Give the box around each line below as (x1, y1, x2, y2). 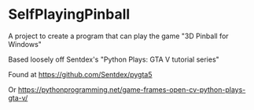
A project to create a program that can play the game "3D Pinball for (8, 31, 230, 41)
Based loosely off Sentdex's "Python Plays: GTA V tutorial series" (8, 55, 220, 64)
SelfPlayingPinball (8, 5, 131, 23)
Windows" (8, 39, 42, 48)
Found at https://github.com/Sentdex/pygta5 (8, 69, 153, 79)
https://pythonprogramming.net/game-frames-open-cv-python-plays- (17, 84, 246, 94)
